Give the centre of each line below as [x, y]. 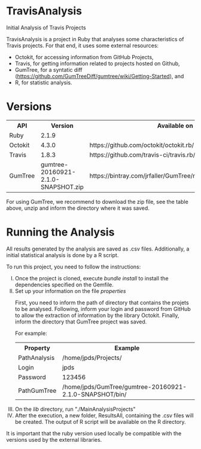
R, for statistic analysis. [43, 83]
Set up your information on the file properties [70, 291]
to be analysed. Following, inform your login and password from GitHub [103, 309]
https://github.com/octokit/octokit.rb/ [142, 145]
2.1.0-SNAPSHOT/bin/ [94, 394]
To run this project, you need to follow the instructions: [74, 267]
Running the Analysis [60, 232]
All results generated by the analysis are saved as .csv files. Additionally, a [98, 249]
